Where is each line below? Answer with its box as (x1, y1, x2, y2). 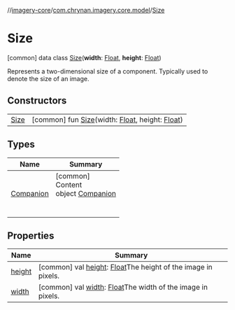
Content (55, 180, 83, 190)
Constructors (7, 94, 67, 107)
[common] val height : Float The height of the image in (38, 262, 213, 272)
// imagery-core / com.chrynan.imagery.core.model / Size (7, 6, 165, 14)
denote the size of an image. (7, 74, 90, 83)
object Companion (55, 188, 117, 198)
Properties (7, 230, 55, 241)
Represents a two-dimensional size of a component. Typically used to (7, 66, 208, 76)
